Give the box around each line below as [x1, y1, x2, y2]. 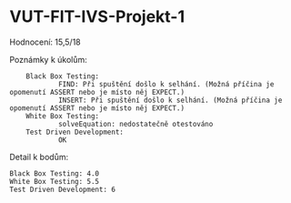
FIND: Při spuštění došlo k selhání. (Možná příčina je [57, 79, 275, 88]
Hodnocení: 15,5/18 [9, 36, 81, 47]
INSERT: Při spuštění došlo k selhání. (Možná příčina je [57, 96, 283, 105]
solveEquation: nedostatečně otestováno [57, 119, 214, 128]
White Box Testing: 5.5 [9, 177, 100, 186]
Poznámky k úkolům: [9, 54, 88, 65]
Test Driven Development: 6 [9, 185, 116, 194]
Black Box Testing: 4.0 [9, 168, 100, 178]
